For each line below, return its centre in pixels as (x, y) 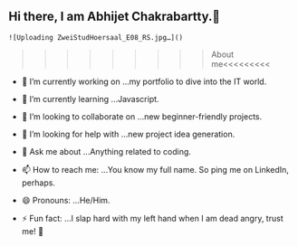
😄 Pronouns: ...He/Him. (66, 200)
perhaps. (38, 183)
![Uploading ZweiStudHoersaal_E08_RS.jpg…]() (96, 37)
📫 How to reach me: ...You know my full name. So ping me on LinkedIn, (155, 169)
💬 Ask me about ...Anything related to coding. (106, 151)
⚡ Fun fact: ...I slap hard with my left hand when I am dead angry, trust (152, 218)
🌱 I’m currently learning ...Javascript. (90, 99)
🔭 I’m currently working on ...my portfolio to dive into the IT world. (144, 81)
